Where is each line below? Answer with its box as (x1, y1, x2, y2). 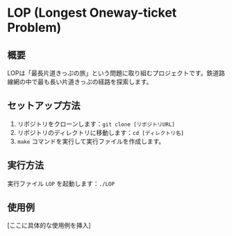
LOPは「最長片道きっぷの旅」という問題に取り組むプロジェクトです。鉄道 (7, 69, 219, 77)
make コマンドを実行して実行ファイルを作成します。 (17, 137, 165, 145)
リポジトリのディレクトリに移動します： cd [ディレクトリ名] (17, 128, 185, 136)
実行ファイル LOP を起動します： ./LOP (7, 179, 115, 187)
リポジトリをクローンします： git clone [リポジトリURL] (17, 120, 175, 128)
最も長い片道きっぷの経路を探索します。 (37, 78, 153, 86)
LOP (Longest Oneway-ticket (7, 5, 177, 21)
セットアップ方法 (7, 100, 81, 112)
